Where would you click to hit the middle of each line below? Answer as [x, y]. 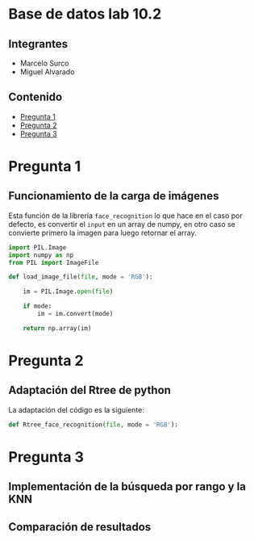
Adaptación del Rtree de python [90, 390]
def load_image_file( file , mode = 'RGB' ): [81, 277]
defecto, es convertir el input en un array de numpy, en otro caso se [122, 224]
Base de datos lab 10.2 [85, 14]
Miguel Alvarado [47, 72]
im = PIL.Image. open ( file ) [68, 291]
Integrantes [38, 44]
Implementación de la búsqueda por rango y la [127, 486]
